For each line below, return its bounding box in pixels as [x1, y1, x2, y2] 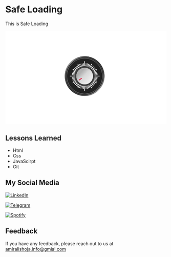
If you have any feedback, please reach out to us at [5, 240, 114, 247]
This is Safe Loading [5, 21, 49, 27]
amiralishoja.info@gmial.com [5, 246, 67, 252]
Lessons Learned [5, 133, 61, 142]
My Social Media [5, 179, 60, 187]
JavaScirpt [12, 158, 36, 165]
